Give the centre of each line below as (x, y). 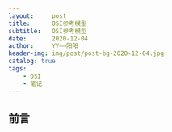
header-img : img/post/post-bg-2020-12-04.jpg (86, 53)
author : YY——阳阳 (44, 46)
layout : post (38, 16)
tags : (17, 69)
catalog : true (32, 62)
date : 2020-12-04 (48, 38)
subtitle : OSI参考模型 (48, 31)
